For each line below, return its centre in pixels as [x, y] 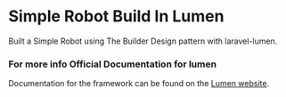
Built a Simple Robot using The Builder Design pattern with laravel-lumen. [143, 41]
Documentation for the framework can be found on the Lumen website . [139, 84]
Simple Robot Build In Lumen [116, 16]
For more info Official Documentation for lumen [113, 64]
